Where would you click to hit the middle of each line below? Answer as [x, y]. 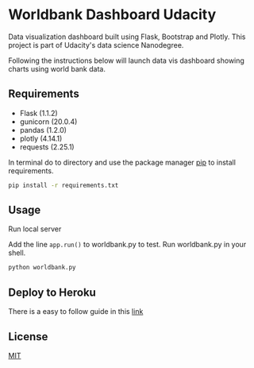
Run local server [35, 229]
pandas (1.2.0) [43, 130]
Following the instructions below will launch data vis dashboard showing [126, 60]
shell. [17, 253]
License [28, 337]
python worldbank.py [42, 268]
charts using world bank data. [57, 68]
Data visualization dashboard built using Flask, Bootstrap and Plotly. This [127, 37]
